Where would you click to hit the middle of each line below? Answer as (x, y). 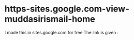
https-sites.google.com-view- (67, 9)
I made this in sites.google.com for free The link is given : (62, 32)
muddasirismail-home (50, 19)
